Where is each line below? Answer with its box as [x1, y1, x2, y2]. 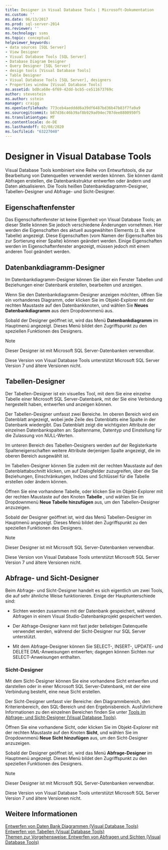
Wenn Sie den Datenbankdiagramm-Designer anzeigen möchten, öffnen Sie [5, 291, 162, 297]
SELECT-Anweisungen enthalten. [12, 654, 81, 660]
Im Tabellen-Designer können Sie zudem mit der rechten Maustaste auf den [5, 462, 162, 468]
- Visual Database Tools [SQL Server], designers [5, 77, 112, 82]
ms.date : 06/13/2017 [5, 17, 49, 22]
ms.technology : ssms [5, 31, 49, 36]
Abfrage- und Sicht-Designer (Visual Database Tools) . [5, 714, 117, 720]
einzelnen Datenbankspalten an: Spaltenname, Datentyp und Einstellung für [5, 427, 162, 433]
